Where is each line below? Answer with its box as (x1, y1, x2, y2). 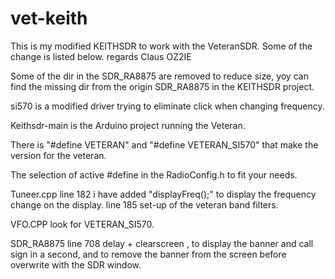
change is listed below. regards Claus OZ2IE (10, 50, 192, 62)
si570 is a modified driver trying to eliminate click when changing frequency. (10, 100, 325, 112)
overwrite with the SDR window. (10, 258, 142, 271)
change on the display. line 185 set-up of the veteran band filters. (10, 198, 279, 211)
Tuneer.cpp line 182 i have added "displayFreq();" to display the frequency (10, 188, 317, 200)
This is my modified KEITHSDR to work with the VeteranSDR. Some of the (10, 40, 313, 52)
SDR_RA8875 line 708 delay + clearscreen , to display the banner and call (10, 237, 314, 249)
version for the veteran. (10, 149, 107, 161)
